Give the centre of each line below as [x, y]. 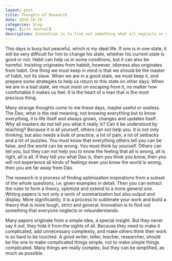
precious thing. [21, 98]
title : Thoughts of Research [36, 15]
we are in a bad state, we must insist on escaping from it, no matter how [81, 87]
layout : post [19, 10]
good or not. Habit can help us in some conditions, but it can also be [77, 59]
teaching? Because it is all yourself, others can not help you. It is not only [82, 129]
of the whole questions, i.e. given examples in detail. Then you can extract [84, 183]
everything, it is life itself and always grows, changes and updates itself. [81, 118]
